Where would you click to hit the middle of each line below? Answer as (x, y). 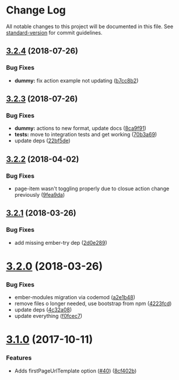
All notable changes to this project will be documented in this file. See (90, 26)
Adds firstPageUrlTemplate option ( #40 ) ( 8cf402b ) (76, 371)
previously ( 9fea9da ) (40, 195)
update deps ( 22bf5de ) (43, 141)
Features (19, 358)
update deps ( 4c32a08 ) (43, 310)
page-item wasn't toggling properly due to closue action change (92, 189)
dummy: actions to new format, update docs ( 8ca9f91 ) (80, 128)
